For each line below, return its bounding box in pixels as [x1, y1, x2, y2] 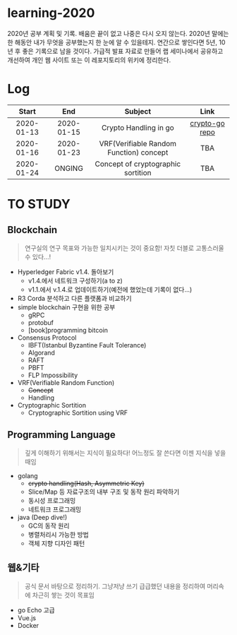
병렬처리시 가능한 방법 [28, 530, 90, 538]
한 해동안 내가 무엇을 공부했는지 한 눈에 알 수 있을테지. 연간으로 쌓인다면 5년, [7, 37, 217, 47]
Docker [17, 621, 39, 629]
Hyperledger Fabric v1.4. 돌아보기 [17, 267, 114, 276]
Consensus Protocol [17, 333, 77, 342]
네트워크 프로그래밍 [28, 505, 82, 514]
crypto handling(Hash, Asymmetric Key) [28, 479, 145, 487]
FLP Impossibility [28, 371, 78, 379]
